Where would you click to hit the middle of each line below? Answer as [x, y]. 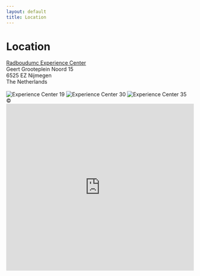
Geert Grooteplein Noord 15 [40, 69]
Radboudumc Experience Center [46, 63]
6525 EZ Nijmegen [29, 75]
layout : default [26, 12]
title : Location [26, 17]
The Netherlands [27, 82]
